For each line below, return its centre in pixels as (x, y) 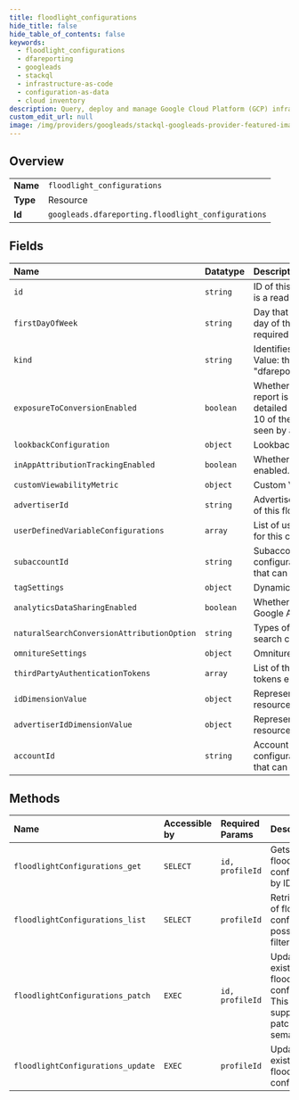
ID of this (272, 286)
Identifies (273, 349)
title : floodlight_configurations (73, 17)
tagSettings (39, 587)
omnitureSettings (50, 653)
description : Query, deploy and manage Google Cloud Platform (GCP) (139, 109)
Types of (272, 627)
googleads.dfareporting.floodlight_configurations (157, 214)
